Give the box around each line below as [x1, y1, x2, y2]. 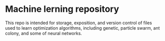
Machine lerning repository [5, 3, 120, 15]
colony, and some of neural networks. [5, 30, 82, 36]
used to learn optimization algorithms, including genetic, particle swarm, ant [5, 25, 160, 31]
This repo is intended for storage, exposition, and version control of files [5, 20, 152, 26]
